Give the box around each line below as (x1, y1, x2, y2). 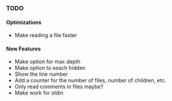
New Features (6, 45, 41, 52)
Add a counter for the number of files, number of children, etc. (14, 77, 167, 84)
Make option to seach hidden (14, 65, 86, 72)
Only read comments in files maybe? (14, 83, 104, 90)
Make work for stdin (14, 89, 64, 96)
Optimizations (6, 19, 42, 26)
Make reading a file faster (14, 32, 77, 39)
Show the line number (14, 70, 68, 78)
